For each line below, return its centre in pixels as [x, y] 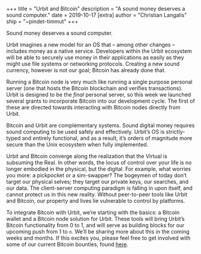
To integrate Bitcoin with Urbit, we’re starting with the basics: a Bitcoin [93, 212]
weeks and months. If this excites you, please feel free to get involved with [98, 238]
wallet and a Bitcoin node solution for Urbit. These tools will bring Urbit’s [95, 219]
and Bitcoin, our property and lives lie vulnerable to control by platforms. [96, 201]
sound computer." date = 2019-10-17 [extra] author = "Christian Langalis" [97, 15]
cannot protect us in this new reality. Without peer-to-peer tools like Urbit [97, 194]
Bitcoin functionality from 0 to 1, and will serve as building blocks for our [95, 225]
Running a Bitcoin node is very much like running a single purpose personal [100, 82]
